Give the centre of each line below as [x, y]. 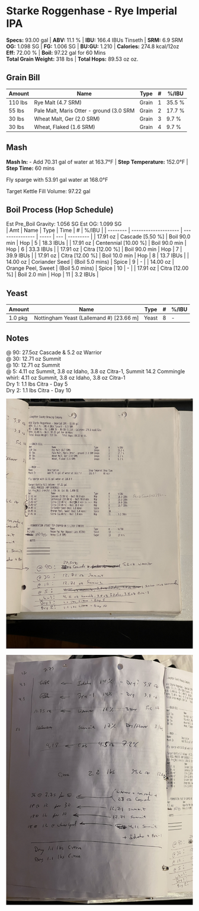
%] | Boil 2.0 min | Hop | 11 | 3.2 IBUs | [52, 275]
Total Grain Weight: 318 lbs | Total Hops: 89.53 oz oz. [72, 59]
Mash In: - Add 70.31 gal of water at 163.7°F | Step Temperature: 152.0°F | [97, 162]
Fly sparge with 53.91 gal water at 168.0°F [57, 179]
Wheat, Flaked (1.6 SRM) [65, 127]
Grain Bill [23, 78]
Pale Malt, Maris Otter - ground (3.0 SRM [84, 111]
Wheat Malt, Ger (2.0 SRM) [67, 119]
